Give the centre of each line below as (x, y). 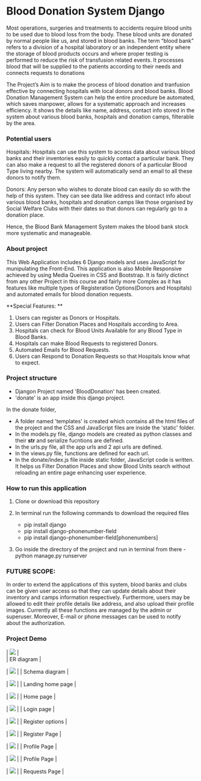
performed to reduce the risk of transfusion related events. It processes (95, 60)
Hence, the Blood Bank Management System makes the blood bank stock (97, 227)
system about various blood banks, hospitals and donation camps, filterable (100, 117)
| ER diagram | (24, 659)
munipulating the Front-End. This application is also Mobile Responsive (94, 268)
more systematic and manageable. (49, 233)
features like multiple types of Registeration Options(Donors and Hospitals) (99, 288)
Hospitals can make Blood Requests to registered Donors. (86, 343)
